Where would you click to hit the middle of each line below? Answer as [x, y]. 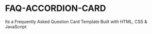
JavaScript [16, 26]
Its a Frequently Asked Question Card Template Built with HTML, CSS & [76, 22]
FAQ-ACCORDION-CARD [56, 8]
